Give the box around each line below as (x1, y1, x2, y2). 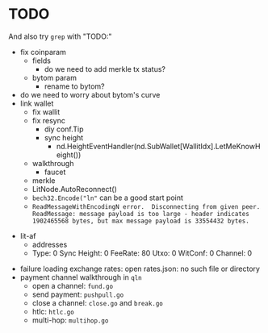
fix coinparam (19, 47, 66, 56)
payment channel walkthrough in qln (19, 272, 143, 282)
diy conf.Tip (44, 124, 84, 134)
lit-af (19, 231, 36, 240)
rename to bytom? (44, 81, 105, 91)
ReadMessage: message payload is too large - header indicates (31, 210, 250, 218)
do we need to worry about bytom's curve (19, 89, 161, 99)
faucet (44, 167, 66, 177)
